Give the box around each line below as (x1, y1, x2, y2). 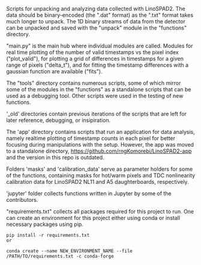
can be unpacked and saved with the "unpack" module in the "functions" (6, 24, 187, 31)
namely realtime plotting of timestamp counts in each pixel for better (6, 135, 176, 142)
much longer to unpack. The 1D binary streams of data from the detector (6, 18, 186, 25)
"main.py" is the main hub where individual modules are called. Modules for (6, 42, 193, 49)
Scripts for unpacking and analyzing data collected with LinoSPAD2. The (6, 5, 185, 12)
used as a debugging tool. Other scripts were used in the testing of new (6, 93, 184, 99)
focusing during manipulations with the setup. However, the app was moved (6, 141, 194, 148)
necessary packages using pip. (6, 221, 84, 228)
